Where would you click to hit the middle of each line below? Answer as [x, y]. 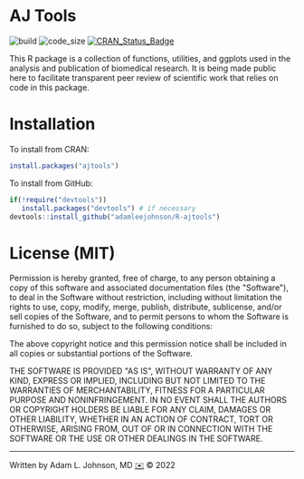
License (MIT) [62, 253]
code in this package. [50, 87]
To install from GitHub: [51, 183]
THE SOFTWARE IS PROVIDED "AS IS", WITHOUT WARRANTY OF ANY [141, 371]
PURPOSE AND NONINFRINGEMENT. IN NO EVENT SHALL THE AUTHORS [148, 400]
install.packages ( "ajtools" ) [64, 166]
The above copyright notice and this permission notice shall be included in [148, 344]
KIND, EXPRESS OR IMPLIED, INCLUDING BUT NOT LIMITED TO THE [138, 381]
